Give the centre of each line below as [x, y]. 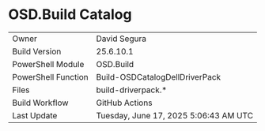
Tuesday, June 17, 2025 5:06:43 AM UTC [175, 115]
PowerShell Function [50, 77]
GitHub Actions [124, 103]
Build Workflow [40, 103]
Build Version [37, 51]
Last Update [35, 115]
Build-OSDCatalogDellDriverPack [159, 77]
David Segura [121, 39]
